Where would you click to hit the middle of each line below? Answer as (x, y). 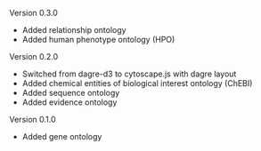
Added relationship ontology (74, 30)
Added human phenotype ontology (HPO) (98, 40)
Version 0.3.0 (33, 13)
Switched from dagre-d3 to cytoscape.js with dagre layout (129, 74)
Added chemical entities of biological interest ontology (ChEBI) (137, 83)
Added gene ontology (62, 136)
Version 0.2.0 (34, 56)
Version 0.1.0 (33, 119)
